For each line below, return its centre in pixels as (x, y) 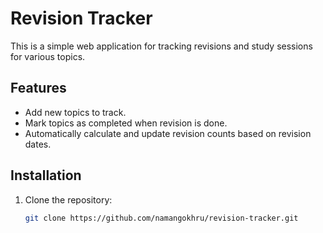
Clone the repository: (68, 199)
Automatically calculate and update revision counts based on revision (168, 133)
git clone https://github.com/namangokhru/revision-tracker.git (161, 218)
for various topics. (48, 56)
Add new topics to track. (75, 112)
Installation (46, 175)
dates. (38, 144)
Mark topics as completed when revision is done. (126, 123)
